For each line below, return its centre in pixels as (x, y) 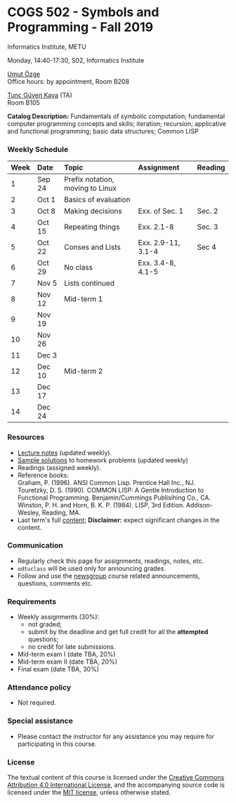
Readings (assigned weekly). (59, 467)
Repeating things (92, 227)
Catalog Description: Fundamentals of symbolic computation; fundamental (116, 116)
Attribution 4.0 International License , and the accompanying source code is (116, 785)
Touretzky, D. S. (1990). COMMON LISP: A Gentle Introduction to (111, 490)
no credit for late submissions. (72, 647)
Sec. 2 (208, 211)
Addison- (199, 505)
